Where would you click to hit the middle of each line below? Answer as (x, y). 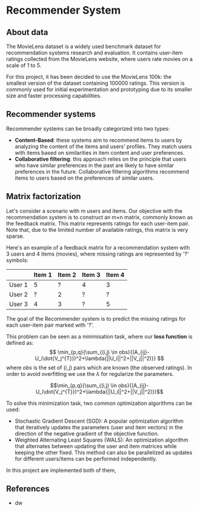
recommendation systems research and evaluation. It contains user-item (94, 53)
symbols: (17, 260)
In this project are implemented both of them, (61, 470)
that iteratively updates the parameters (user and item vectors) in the (99, 427)
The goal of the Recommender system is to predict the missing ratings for (96, 318)
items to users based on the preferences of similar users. (84, 178)
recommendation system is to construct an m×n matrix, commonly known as (99, 217)
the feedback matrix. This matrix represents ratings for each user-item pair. (98, 223)
